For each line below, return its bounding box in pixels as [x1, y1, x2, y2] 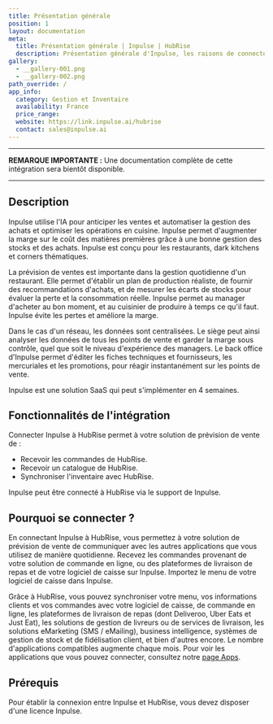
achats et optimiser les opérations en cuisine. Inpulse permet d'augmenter [8, 225, 258, 235]
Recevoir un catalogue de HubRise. [19, 463, 138, 473]
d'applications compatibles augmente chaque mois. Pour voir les [8, 643, 225, 653]
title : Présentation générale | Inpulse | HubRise [15, 42, 191, 50]
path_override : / [8, 80, 67, 88]
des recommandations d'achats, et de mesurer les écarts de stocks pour [8, 284, 252, 294]
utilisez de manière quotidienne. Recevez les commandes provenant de [8, 550, 248, 560]
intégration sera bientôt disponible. [8, 164, 126, 173]
